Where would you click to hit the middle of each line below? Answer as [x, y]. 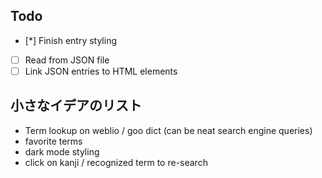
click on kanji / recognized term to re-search [116, 162]
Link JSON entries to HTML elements [101, 71]
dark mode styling [62, 151]
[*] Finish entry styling [71, 40]
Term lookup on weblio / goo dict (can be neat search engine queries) [168, 130]
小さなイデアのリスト [76, 105]
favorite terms [53, 141]
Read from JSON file [67, 60]
